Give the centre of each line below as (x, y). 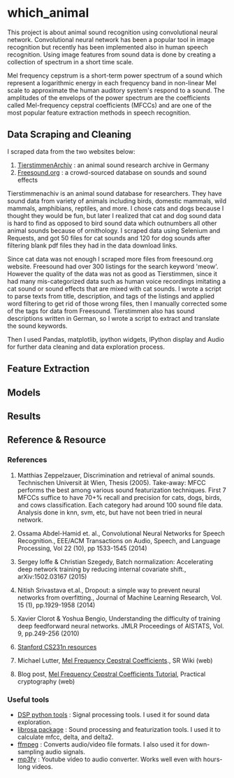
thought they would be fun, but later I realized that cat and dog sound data (114, 215)
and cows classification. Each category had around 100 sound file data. (120, 505)
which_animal (48, 13)
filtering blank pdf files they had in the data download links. (93, 245)
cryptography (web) (46, 681)
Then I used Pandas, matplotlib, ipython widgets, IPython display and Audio (116, 339)
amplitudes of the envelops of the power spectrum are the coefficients (109, 98)
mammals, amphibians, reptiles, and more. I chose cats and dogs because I (116, 208)
